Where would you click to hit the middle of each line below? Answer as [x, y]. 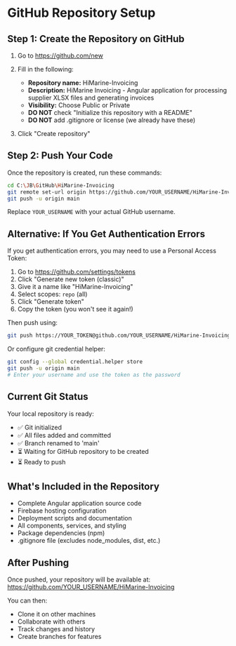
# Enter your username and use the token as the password [94, 375]
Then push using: [33, 323]
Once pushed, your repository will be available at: [79, 579]
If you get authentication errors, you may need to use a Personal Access [112, 251]
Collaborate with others [51, 621]
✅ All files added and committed [64, 435]
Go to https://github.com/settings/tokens [76, 272]
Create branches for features [59, 637]
